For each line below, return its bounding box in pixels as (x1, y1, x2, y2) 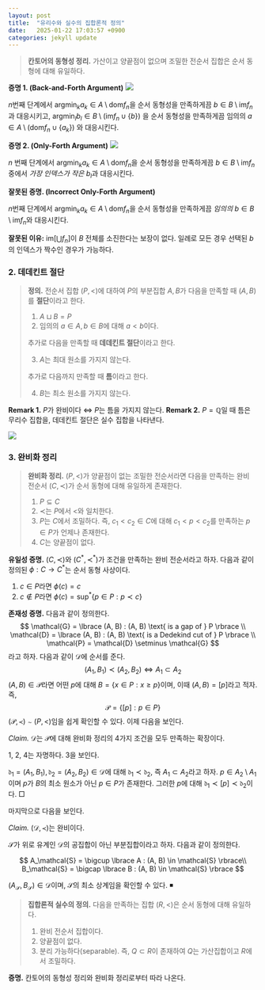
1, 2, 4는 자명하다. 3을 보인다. (8, 750, 100, 760)
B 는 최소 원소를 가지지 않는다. (39, 388, 131, 398)
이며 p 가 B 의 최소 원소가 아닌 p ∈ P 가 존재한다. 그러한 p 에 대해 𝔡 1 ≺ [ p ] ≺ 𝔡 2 (8, 778, 247, 790)
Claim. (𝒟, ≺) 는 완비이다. (8, 823, 85, 832)
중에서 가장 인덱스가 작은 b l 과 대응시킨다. (8, 169, 134, 181)
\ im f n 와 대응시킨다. (8, 215, 69, 227)
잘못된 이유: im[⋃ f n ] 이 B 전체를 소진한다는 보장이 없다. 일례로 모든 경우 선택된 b (8, 233, 255, 245)
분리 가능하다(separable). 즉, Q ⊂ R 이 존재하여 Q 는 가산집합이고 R (39, 946, 247, 956)
